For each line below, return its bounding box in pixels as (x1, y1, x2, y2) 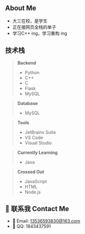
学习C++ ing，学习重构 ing (12, 30, 67, 36)
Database (17, 100, 38, 106)
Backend (17, 60, 36, 66)
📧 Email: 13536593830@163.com (12, 218, 81, 224)
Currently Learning (17, 149, 58, 155)
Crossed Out (17, 169, 44, 175)
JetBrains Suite (24, 129, 56, 135)
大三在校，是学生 (12, 17, 48, 24)
